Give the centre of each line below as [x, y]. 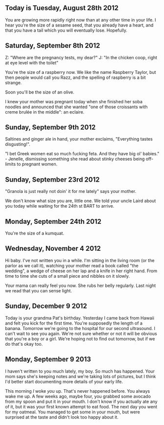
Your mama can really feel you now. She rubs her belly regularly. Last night [81, 285]
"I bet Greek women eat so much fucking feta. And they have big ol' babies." [82, 154]
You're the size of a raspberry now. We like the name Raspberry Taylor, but [81, 72]
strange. [13, 82]
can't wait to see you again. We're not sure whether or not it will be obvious [81, 333]
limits [11, 164]
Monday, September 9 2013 [48, 359]
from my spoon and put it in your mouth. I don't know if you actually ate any [81, 401]
